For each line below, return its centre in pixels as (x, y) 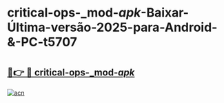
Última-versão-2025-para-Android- (112, 27)
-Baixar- (165, 13)
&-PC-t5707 (42, 42)
